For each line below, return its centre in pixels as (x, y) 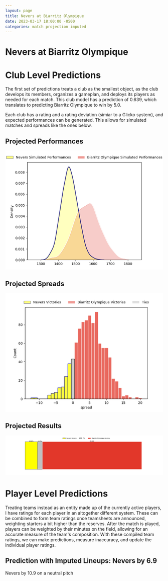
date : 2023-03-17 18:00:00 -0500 (40, 21)
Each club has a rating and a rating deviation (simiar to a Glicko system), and (84, 115)
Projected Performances (44, 141)
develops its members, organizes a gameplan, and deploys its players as (80, 94)
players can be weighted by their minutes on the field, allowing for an (76, 529)
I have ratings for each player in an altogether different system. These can (82, 513)
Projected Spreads (35, 283)
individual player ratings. (31, 545)
